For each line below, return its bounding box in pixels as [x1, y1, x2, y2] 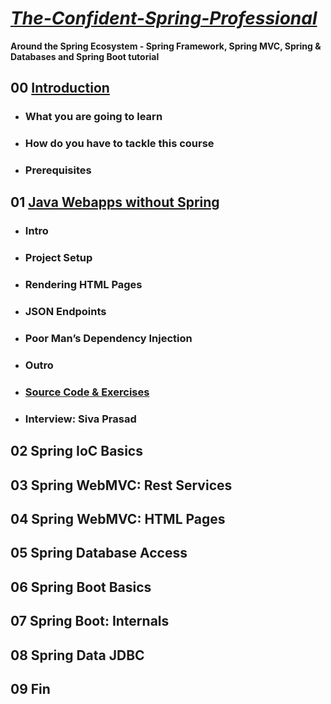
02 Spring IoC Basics [10, 443, 143, 460]
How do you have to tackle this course [24, 137, 215, 151]
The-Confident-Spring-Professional [10, 7, 318, 30]
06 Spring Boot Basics [10, 578, 152, 596]
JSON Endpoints [24, 305, 107, 319]
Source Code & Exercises [24, 385, 150, 399]
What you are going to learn [24, 110, 163, 124]
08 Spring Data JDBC [10, 647, 145, 664]
